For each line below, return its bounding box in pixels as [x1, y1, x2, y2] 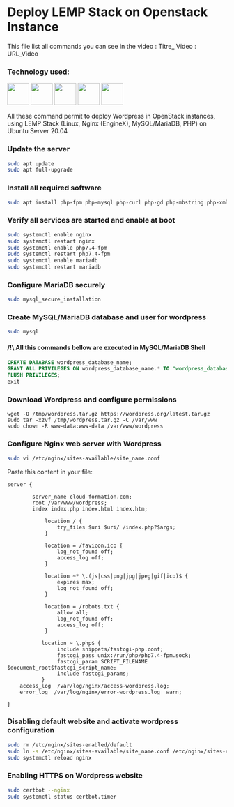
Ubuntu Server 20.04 [7, 127, 68, 135]
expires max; [56, 578, 95, 586]
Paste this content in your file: [7, 467, 93, 476]
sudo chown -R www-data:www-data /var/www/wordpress [7, 423, 164, 430]
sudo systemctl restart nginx [7, 238, 95, 245]
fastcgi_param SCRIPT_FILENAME [56, 658, 148, 665]
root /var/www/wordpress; [32, 499, 108, 506]
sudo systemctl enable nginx [7, 231, 92, 238]
